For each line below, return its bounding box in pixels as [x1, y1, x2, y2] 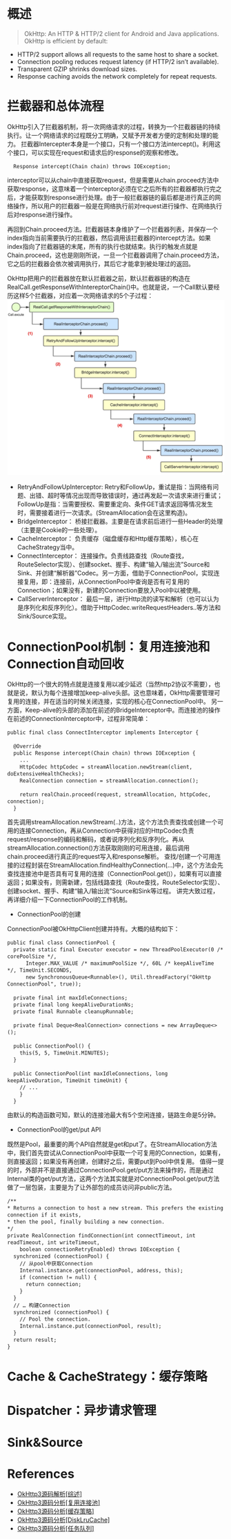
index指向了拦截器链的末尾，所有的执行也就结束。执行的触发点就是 [7, 242, 198, 250]
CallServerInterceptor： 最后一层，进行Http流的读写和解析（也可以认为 [17, 595, 219, 603]
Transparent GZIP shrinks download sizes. [17, 65, 138, 73]
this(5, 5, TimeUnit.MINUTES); [19, 1050, 110, 1057]
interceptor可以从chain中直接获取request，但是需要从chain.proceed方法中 [7, 176, 219, 184]
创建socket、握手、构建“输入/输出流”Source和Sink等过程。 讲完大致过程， [7, 887, 219, 895]
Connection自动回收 [7, 656, 124, 672]
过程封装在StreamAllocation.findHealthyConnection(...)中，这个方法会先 [19, 861, 223, 869]
